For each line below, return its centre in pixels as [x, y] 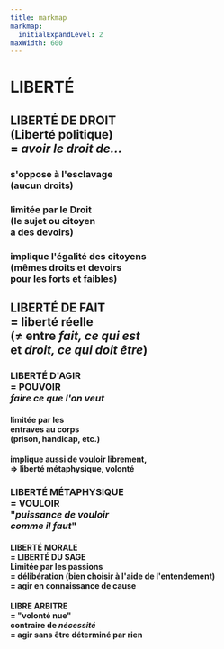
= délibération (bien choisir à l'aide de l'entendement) [113, 576]
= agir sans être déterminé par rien [76, 635]
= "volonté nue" [41, 616]
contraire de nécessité [53, 626]
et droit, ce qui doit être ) [79, 350]
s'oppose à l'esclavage [62, 174]
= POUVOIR [36, 386]
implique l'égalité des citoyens [78, 256]
